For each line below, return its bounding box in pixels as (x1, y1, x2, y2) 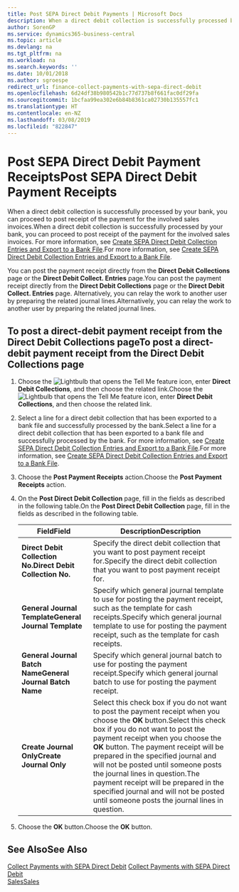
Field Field (36, 526, 71, 536)
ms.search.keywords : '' (7, 63, 78, 70)
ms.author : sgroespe (7, 76, 69, 84)
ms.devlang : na (7, 43, 53, 51)
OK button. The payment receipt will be (92, 742, 224, 752)
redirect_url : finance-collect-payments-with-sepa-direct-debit (7, 83, 202, 90)
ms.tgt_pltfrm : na (7, 51, 62, 58)
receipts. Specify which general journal (92, 612, 222, 622)
